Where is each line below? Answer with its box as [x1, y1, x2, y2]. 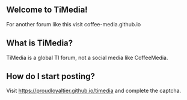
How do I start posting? [6, 71, 95, 81]
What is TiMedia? [6, 38, 73, 49]
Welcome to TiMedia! [6, 5, 88, 15]
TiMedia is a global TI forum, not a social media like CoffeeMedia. [6, 54, 168, 61]
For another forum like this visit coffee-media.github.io [6, 20, 141, 28]
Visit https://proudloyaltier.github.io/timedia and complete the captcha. [6, 87, 182, 95]
